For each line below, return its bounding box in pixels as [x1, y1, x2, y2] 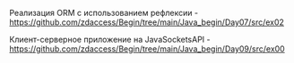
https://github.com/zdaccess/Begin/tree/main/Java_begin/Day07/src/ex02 [9, 17, 285, 28]
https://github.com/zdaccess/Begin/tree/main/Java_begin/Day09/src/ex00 [9, 43, 285, 54]
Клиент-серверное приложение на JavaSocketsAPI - [9, 35, 211, 44]
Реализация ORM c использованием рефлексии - [9, 8, 199, 18]
